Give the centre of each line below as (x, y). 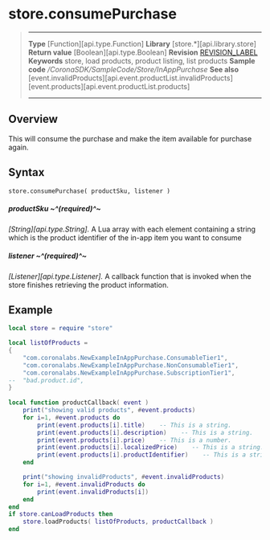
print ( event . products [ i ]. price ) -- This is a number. (134, 440)
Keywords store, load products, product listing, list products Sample (141, 60)
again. (19, 147)
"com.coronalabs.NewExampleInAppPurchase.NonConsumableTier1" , (131, 365)
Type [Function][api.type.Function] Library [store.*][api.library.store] (142, 43)
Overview (33, 119)
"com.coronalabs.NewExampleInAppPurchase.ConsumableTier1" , (125, 358)
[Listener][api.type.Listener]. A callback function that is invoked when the (130, 276)
